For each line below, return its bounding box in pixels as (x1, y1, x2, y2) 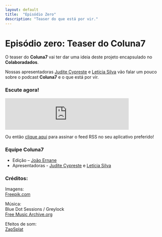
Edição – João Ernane (12, 157, 57, 163)
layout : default (5, 7, 39, 12)
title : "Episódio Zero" (5, 12, 56, 17)
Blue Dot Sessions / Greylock (5, 206, 65, 212)
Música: (5, 201, 21, 207)
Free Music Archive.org (5, 211, 53, 218)
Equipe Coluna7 (5, 146, 44, 153)
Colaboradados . (5, 59, 39, 65)
